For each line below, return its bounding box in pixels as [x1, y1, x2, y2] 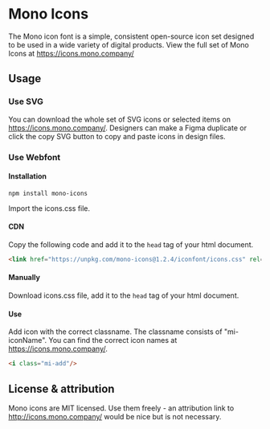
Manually [8, 273, 40, 283]
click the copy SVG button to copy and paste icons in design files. [8, 131, 227, 141]
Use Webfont [8, 151, 61, 163]
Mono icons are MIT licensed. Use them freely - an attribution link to [8, 403, 235, 413]
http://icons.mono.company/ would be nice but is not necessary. [8, 411, 222, 421]
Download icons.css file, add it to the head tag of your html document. [8, 291, 239, 300]
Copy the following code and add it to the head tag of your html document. [8, 239, 254, 250]
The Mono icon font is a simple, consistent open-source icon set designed [8, 31, 255, 41]
